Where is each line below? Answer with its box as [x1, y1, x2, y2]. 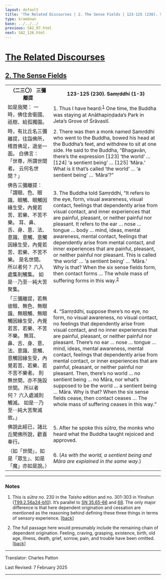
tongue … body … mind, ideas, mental [53, 227, 141, 233]
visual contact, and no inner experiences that [53, 327, 158, 333]
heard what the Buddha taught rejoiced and [53, 431, 154, 437]
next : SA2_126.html [5, 30, 45, 35]
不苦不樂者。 [7, 370, 38, 376]
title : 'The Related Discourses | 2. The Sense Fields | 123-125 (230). [5, 12, 158, 17]
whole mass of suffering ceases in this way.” [53, 401, 157, 407]
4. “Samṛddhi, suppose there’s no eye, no [53, 308, 149, 315]
